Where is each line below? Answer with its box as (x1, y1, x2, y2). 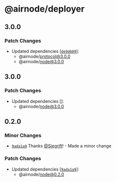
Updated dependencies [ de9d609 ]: (11, 48, 79, 54)
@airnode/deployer (4, 3, 85, 15)
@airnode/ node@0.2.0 (18, 171, 64, 177)
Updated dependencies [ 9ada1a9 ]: (11, 166, 79, 172)
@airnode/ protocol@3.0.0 (18, 53, 71, 59)
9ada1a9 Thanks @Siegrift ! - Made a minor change (11, 143, 112, 149)
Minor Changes (4, 132, 42, 139)
